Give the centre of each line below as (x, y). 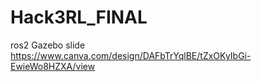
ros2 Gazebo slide (48, 45)
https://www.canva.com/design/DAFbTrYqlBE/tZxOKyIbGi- (131, 55)
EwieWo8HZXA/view (53, 66)
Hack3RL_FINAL (79, 17)
